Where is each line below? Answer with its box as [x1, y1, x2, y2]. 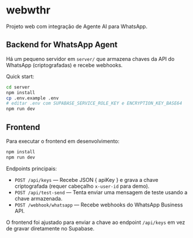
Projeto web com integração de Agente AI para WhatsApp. [6, 23, 148, 30]
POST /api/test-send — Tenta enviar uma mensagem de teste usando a [14, 188, 188, 196]
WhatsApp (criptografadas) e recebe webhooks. [6, 61, 123, 68]
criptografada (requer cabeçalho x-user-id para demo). [14, 182, 150, 189]
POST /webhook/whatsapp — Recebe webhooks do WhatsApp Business [14, 201, 183, 208]
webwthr [6, 4, 51, 17]
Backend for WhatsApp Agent [6, 40, 118, 50]
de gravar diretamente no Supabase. [6, 225, 95, 232]
